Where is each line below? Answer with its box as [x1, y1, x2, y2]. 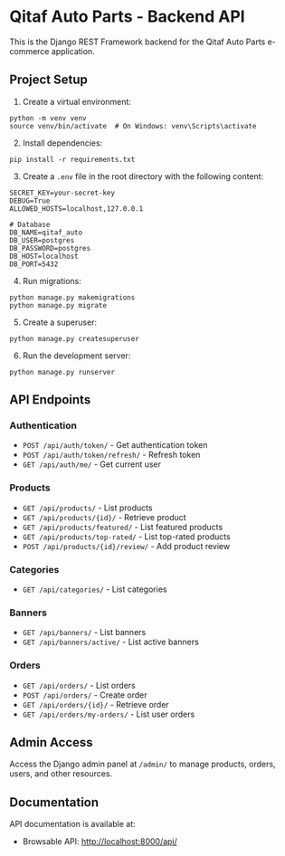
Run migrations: [22, 275, 81, 286]
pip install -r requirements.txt [9, 155, 136, 164]
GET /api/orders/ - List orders [22, 680, 136, 690]
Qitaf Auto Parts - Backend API [9, 6, 246, 27]
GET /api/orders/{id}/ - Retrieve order [22, 699, 169, 709]
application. [51, 45, 95, 56]
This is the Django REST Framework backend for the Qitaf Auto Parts [9, 36, 266, 47]
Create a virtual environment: [22, 96, 131, 107]
